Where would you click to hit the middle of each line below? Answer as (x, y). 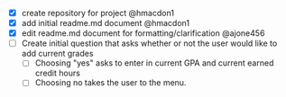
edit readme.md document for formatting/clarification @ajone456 (143, 33)
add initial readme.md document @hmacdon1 (106, 23)
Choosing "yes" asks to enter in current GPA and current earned (154, 63)
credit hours (57, 73)
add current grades (57, 54)
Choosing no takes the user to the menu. (111, 83)
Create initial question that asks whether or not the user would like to (149, 43)
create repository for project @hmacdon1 (98, 13)
